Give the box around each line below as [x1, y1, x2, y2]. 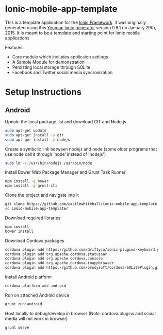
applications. [5, 35, 31, 41]
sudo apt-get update [5, 128, 47, 133]
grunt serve [5, 325, 29, 330]
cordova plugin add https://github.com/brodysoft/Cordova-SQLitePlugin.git [5, 265, 162, 270]
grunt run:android [5, 301, 42, 306]
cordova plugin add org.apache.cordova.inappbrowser [5, 261, 114, 266]
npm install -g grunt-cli [5, 184, 57, 188]
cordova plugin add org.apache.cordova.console [5, 256, 103, 261]
